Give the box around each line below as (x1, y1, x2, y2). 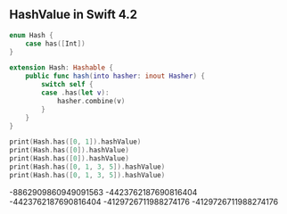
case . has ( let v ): (41, 88, 110, 97)
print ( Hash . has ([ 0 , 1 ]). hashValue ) (9, 137, 142, 146)
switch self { (41, 80, 94, 89)
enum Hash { (9, 30, 53, 39)
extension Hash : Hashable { (9, 63, 114, 72)
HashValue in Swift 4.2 (9, 7, 138, 22)
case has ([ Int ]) (25, 39, 86, 48)
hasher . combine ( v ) (56, 96, 126, 105)
